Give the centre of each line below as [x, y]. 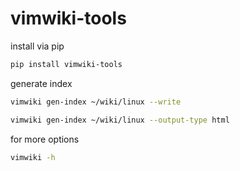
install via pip [37, 46]
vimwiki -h [33, 157]
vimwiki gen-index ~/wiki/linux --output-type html [120, 120]
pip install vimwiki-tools [66, 64]
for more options [45, 139]
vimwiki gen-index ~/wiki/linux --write [96, 102]
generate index [41, 83]
